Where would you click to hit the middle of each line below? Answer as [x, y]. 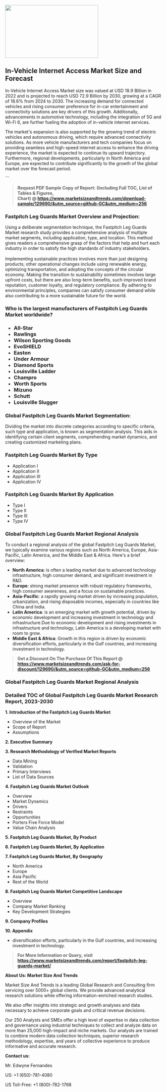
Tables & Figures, [35, 193]
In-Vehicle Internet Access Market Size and [74, 71]
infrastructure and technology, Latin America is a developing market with [86, 628]
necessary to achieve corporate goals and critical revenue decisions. [76, 1010]
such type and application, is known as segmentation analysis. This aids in [81, 432]
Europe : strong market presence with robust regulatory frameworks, [82, 586]
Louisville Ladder [35, 371]
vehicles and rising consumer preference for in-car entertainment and [76, 106]
